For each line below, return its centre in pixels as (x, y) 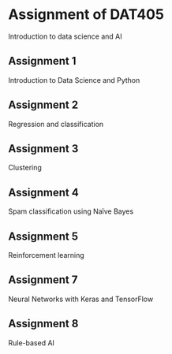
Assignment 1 (42, 61)
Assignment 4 (43, 192)
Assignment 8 (43, 324)
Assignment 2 (43, 105)
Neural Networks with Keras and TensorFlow (81, 299)
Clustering (25, 168)
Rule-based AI (32, 343)
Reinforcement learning (46, 255)
